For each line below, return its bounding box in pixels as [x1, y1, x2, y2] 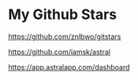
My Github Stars [8, 6, 117, 24]
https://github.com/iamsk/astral [8, 47, 110, 56]
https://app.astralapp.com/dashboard [8, 62, 130, 72]
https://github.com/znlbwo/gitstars [8, 32, 121, 41]
